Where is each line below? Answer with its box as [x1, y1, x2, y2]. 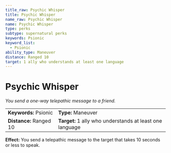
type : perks [5, 26, 31, 31]
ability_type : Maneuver [5, 50, 56, 55]
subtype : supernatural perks [5, 31, 67, 36]
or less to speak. [5, 142, 40, 148]
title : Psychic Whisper [5, 12, 56, 17]
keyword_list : [5, 41, 36, 46]
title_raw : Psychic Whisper [5, 7, 65, 13]
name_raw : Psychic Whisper [5, 17, 63, 22]
